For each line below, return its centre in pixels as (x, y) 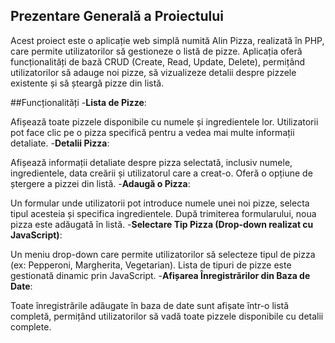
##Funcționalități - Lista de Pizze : (78, 102)
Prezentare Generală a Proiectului (117, 16)
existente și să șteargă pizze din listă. (87, 83)
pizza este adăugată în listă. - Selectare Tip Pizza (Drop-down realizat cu (162, 224)
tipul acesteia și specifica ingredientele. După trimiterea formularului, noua (163, 213)
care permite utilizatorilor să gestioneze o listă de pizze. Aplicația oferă (156, 51)
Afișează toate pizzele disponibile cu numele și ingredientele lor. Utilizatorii (164, 121)
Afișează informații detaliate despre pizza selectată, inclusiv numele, (151, 162)
